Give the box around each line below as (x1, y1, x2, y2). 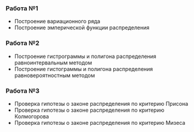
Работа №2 (5, 39, 40, 47)
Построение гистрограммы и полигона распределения (14, 53, 157, 60)
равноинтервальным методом (14, 59, 92, 66)
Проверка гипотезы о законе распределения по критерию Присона (14, 100, 189, 107)
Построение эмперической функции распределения (14, 24, 150, 31)
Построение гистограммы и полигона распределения (14, 65, 153, 72)
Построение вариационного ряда (14, 18, 101, 25)
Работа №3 (5, 87, 40, 95)
